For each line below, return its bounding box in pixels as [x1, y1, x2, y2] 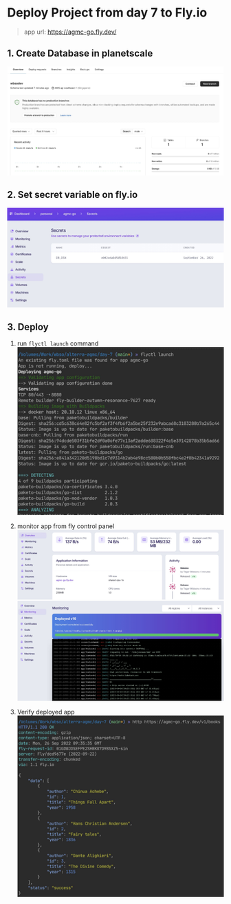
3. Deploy [7, 321, 49, 332]
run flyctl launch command [16, 339, 99, 348]
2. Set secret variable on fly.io [7, 189, 138, 201]
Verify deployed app [16, 707, 75, 716]
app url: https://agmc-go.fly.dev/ [23, 28, 117, 36]
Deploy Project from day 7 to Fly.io [7, 5, 208, 21]
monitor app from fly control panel [16, 522, 115, 530]
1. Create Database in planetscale [7, 48, 153, 59]
